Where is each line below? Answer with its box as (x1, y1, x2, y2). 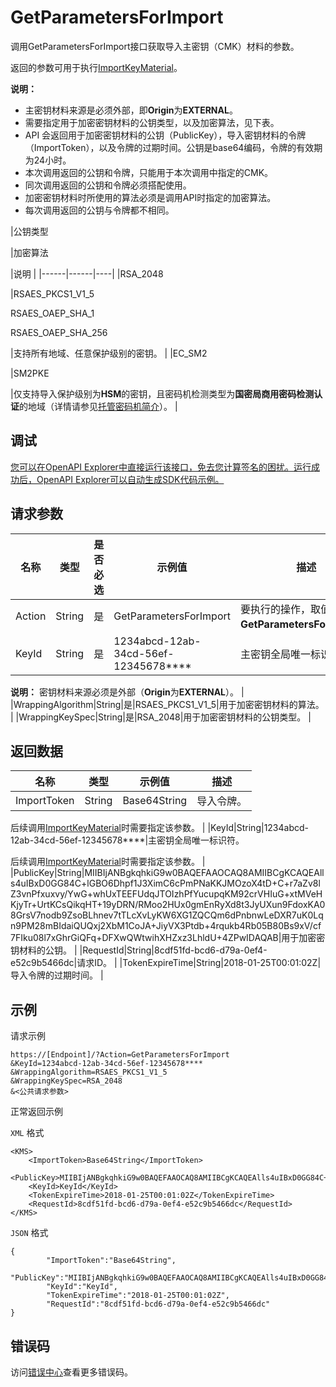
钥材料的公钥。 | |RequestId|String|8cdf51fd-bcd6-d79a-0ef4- (10, 944, 268, 956)
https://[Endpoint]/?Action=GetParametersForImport (10, 1050, 230, 1060)
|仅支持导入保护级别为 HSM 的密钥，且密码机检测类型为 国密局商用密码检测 (10, 387, 315, 400)
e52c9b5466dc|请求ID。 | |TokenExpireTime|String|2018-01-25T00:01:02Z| (10, 957, 322, 969)
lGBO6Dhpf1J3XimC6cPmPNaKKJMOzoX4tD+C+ (86, 877, 290, 890)
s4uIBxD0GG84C (10, 877, 82, 890)
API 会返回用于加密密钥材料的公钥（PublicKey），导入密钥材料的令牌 (24, 129, 307, 141)
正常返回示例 (10, 1106, 63, 1118)
